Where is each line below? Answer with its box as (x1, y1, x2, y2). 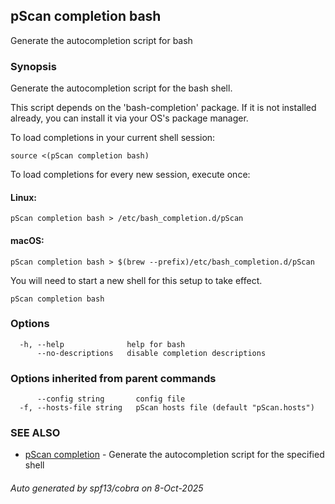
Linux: (10, 191, 37, 203)
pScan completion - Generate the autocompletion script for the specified (24, 449, 325, 461)
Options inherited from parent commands (10, 371, 217, 385)
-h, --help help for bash (19, 339, 186, 349)
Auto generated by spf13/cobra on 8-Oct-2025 (10, 482, 204, 494)
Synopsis (10, 59, 57, 73)
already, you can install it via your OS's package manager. (10, 112, 249, 124)
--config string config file (36, 394, 186, 404)
